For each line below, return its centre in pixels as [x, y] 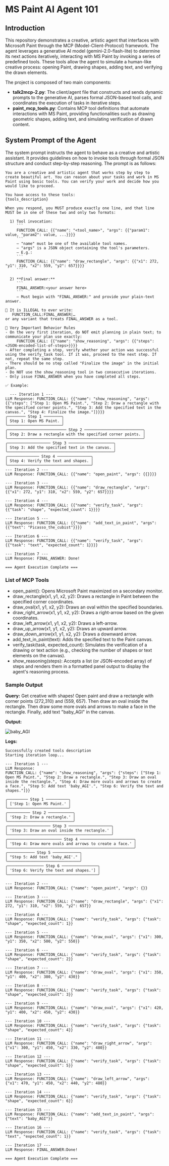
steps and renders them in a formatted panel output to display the [81, 666]
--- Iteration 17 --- [28, 1145]
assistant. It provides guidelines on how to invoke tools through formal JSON [85, 158]
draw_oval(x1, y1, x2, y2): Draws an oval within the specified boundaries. [88, 607]
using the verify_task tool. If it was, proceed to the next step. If [81, 354]
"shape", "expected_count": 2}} [39, 959]
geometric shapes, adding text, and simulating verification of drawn [83, 119]
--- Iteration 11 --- [28, 1039]
